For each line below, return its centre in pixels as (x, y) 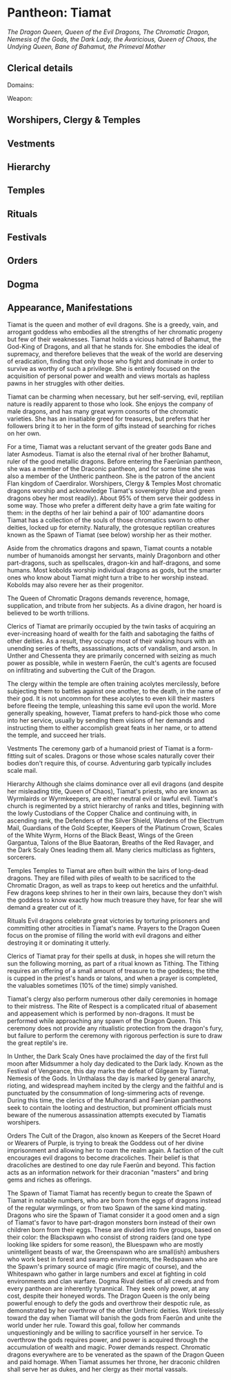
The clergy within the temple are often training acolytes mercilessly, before (113, 683)
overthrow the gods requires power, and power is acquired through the (108, 1340)
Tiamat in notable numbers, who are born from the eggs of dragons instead (114, 1200)
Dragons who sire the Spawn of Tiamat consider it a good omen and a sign (113, 1215)
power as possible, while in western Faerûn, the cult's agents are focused (112, 663)
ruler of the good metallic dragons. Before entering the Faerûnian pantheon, (115, 461)
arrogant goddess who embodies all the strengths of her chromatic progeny (115, 332)
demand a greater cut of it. (45, 907)
